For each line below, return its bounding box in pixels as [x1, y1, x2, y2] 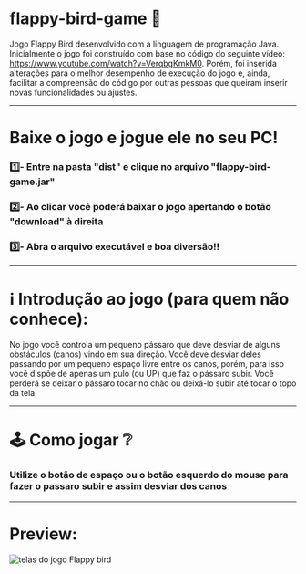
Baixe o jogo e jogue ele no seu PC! [9, 128, 279, 149]
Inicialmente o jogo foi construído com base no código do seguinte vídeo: [9, 47, 285, 58]
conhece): [9, 309, 88, 329]
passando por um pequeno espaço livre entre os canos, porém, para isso [9, 359, 285, 370]
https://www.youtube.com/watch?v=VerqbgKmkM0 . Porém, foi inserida [9, 57, 278, 68]
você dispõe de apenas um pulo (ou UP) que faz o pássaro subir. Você [9, 369, 275, 380]
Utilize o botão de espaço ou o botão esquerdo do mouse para [9, 469, 289, 482]
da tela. [9, 388, 38, 399]
